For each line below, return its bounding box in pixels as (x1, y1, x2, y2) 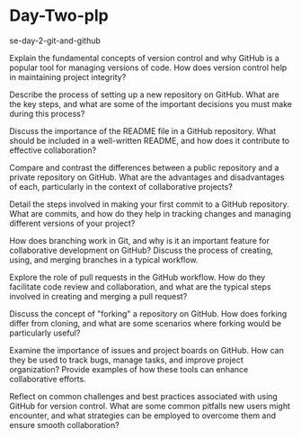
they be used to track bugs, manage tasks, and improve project (9, 354, 244, 365)
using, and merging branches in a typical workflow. (9, 254, 199, 265)
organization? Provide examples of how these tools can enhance (9, 363, 249, 374)
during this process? (9, 108, 85, 119)
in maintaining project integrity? (9, 71, 127, 82)
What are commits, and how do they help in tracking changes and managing (9, 208, 292, 219)
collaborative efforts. (9, 373, 87, 384)
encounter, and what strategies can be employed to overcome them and (9, 410, 277, 421)
